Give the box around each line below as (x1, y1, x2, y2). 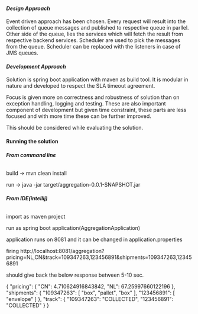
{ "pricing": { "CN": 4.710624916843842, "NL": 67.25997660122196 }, (6, 283, 176, 290)
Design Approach (6, 5, 50, 12)
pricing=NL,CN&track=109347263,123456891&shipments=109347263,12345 (6, 254, 192, 261)
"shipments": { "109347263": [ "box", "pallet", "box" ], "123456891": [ (6, 289, 176, 296)
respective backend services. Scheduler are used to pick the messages (6, 37, 180, 44)
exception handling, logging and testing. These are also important (6, 100, 167, 107)
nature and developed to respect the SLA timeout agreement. (6, 82, 155, 89)
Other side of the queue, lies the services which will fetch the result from (6, 30, 183, 38)
